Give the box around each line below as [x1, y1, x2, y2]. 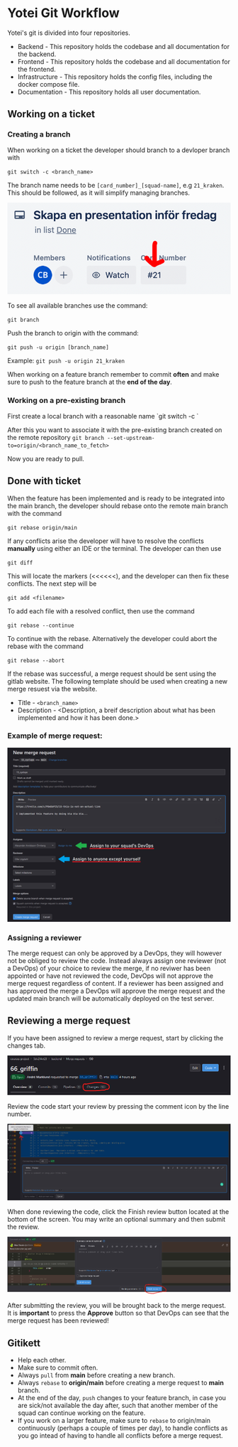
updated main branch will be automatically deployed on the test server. [7, 994, 215, 1003]
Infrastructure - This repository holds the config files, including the [17, 72, 212, 81]
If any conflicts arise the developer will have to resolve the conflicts [7, 537, 204, 545]
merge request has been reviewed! [7, 1316, 109, 1325]
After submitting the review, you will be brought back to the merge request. [7, 1301, 227, 1310]
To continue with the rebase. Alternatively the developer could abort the [7, 634, 217, 642]
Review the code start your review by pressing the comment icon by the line [7, 1102, 229, 1111]
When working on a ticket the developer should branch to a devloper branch [7, 146, 230, 154]
